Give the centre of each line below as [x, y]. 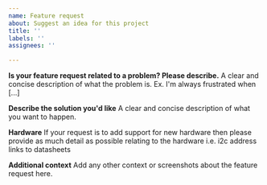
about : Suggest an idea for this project [79, 23]
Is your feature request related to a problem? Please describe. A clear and [133, 76]
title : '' [25, 31]
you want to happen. [42, 117]
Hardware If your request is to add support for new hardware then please [130, 133]
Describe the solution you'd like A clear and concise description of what [129, 109]
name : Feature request [46, 16]
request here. [31, 174]
